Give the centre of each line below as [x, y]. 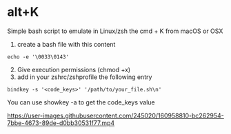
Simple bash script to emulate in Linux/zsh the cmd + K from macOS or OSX [115, 31]
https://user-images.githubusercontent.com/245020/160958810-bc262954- [115, 115]
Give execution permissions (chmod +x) [74, 69]
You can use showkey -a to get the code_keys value [81, 102]
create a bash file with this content [66, 44]
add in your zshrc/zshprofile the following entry [84, 77]
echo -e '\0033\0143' [38, 57]
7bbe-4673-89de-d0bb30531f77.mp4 [61, 123]
